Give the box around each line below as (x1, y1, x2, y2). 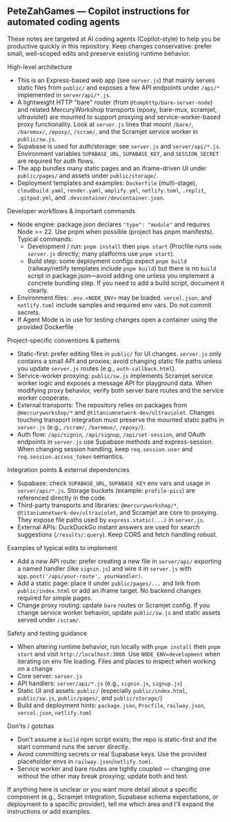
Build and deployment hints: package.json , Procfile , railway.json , (17, 701, 205, 710)
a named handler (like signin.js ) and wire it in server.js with (17, 564, 192, 572)
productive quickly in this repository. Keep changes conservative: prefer (7, 41, 212, 50)
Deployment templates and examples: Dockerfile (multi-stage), (17, 179, 198, 187)
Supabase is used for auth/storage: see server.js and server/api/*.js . (17, 141, 221, 150)
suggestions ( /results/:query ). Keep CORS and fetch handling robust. (17, 530, 218, 538)
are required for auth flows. (17, 157, 95, 165)
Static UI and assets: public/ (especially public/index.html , (17, 686, 188, 694)
